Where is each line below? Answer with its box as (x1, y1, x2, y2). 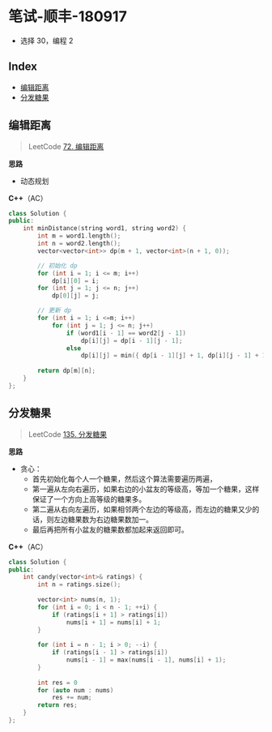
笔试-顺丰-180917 (8, 7, 127, 26)
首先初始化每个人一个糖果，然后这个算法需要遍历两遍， (32, 473, 217, 483)
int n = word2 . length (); (37, 240, 121, 248)
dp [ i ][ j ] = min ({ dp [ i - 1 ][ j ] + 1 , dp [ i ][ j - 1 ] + (80, 352, 259, 360)
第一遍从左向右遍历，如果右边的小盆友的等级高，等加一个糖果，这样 (32, 484, 260, 494)
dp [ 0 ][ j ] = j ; (51, 292, 100, 300)
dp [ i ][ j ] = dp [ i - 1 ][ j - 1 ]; (80, 336, 183, 345)
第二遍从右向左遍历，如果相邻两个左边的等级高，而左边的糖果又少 (32, 504, 253, 514)
